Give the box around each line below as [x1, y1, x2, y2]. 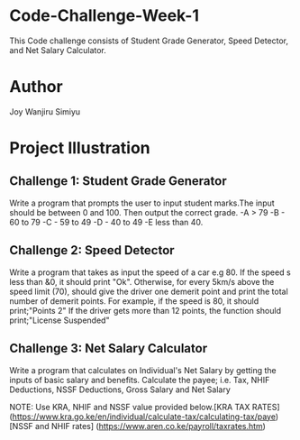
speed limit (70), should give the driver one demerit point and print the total [9, 286, 288, 297]
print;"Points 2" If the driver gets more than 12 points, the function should [9, 305, 282, 316]
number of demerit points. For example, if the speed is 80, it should [9, 295, 259, 307]
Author [9, 77, 63, 97]
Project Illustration [9, 138, 150, 159]
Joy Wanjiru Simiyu [9, 105, 81, 117]
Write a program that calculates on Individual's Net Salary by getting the [9, 364, 277, 375]
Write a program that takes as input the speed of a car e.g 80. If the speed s [9, 267, 291, 278]
